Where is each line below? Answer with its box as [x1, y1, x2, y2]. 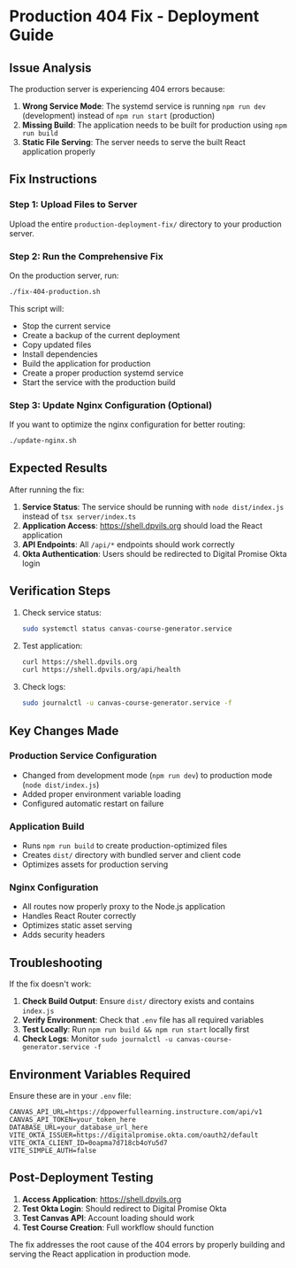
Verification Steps [9, 584, 111, 599]
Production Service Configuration [9, 750, 157, 762]
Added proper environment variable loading [21, 788, 181, 799]
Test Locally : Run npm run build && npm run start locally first [21, 1024, 250, 1035]
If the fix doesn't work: [9, 978, 92, 989]
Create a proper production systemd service [21, 367, 184, 378]
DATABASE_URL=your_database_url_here [9, 1123, 148, 1133]
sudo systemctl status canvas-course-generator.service [21, 624, 232, 633]
